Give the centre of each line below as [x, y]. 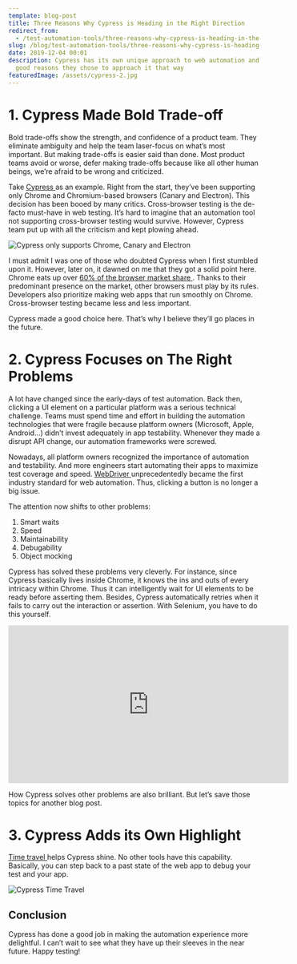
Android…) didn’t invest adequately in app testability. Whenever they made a [134, 433]
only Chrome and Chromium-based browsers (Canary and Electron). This [129, 195]
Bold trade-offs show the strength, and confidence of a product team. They [133, 137]
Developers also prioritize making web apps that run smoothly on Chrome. [131, 294]
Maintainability [44, 538]
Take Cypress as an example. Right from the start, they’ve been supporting [132, 187]
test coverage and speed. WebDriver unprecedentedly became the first [126, 474]
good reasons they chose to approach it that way [100, 68]
